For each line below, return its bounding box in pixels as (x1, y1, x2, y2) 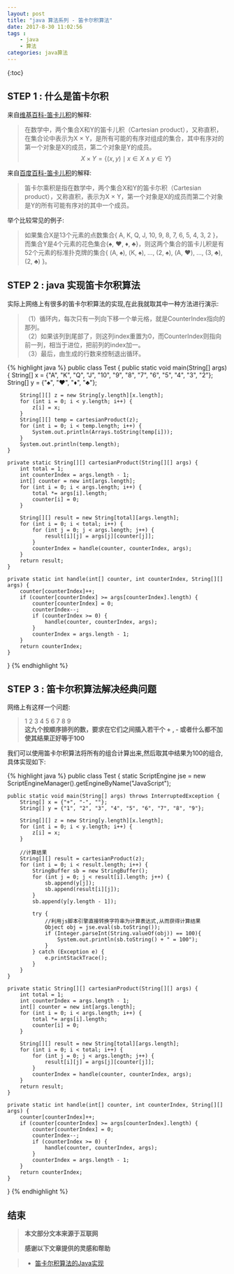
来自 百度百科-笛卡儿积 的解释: (7, 169, 92, 177)
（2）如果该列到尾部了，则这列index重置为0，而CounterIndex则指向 (24, 332, 222, 340)
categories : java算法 (7, 50, 68, 57)
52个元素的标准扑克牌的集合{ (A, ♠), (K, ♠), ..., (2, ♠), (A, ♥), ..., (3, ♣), (24, 248, 223, 256)
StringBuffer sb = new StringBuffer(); (32, 867, 149, 875)
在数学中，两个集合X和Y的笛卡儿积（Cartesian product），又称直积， (24, 125, 223, 134)
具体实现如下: (7, 757, 47, 766)
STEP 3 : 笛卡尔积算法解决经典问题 (7, 683, 157, 695)
